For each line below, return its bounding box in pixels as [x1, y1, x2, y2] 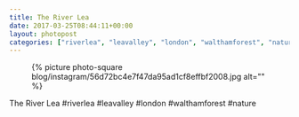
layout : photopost [9, 29, 77, 38]
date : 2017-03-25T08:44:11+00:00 [9, 21, 133, 30]
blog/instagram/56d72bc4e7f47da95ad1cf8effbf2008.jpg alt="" [31, 72, 265, 82]
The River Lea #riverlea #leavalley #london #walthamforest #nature [9, 98, 256, 109]
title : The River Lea [9, 12, 90, 22]
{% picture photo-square [31, 62, 123, 73]
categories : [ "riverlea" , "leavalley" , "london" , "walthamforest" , [9, 37, 265, 47]
